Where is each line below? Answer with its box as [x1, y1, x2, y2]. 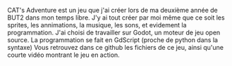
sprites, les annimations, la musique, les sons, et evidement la [7, 21, 187, 29]
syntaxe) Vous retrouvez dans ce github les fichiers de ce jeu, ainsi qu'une [7, 44, 224, 51]
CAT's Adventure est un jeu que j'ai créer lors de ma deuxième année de [7, 6, 219, 14]
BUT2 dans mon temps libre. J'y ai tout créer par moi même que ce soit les [7, 13, 225, 22]
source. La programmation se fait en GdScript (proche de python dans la [7, 36, 219, 44]
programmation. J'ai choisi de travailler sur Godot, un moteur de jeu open [7, 28, 221, 37]
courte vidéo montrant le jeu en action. [7, 51, 120, 59]
